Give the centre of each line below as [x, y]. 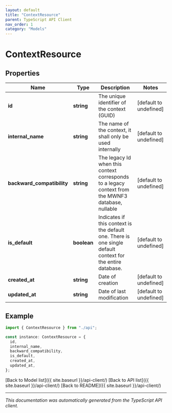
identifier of [112, 103]
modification [113, 298]
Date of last [112, 291]
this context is [115, 224]
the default [111, 230]
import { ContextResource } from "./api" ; [51, 328]
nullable [108, 209]
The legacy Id [115, 158]
